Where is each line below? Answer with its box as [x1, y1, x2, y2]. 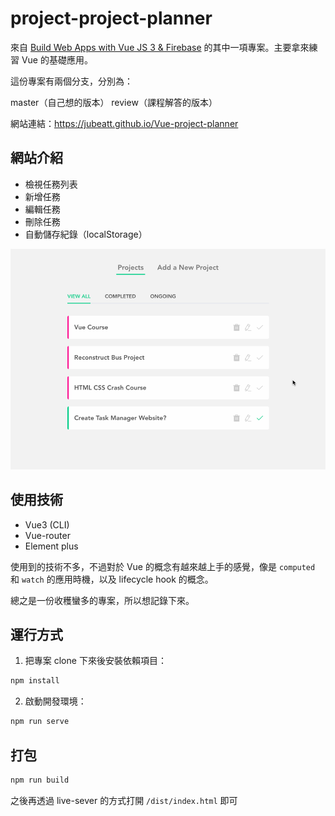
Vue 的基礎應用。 [21, 53, 93, 66]
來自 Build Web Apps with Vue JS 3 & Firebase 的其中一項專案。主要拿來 [10, 41, 310, 53]
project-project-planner [10, 7, 213, 30]
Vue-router [24, 529, 71, 541]
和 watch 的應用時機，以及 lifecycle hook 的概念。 [10, 573, 214, 585]
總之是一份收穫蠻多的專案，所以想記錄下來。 [10, 594, 195, 606]
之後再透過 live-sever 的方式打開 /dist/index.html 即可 [10, 794, 238, 806]
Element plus [24, 540, 79, 552]
